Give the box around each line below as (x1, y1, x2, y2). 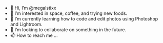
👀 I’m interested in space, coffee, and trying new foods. (10, 10, 127, 16)
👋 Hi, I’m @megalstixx (10, 5, 56, 11)
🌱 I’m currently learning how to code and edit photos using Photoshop (10, 16, 158, 21)
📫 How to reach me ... (10, 32, 58, 38)
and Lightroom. (10, 21, 43, 27)
